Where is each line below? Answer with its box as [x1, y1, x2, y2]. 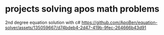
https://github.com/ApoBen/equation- [81, 19, 158, 25]
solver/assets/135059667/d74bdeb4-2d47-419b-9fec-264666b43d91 [5, 24, 146, 30]
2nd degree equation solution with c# [5, 19, 81, 25]
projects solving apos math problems [5, 3, 160, 15]
